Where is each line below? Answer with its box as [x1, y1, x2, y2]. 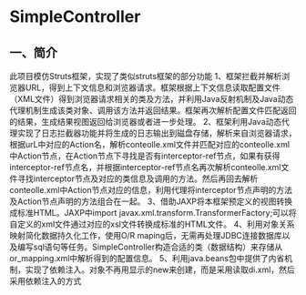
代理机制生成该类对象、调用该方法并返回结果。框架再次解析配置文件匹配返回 [9, 105, 297, 116]
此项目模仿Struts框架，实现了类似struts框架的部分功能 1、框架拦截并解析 [9, 71, 282, 81]
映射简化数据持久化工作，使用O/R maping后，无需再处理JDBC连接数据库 [9, 230, 282, 240]
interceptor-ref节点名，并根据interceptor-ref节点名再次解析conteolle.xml [9, 162, 281, 172]
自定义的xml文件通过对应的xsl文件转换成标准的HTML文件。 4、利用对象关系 [9, 219, 295, 229]
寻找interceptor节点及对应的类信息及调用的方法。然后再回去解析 [16, 173, 259, 184]
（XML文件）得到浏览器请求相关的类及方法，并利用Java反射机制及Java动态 [9, 94, 294, 104]
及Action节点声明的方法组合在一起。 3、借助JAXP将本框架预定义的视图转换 [9, 196, 293, 207]
